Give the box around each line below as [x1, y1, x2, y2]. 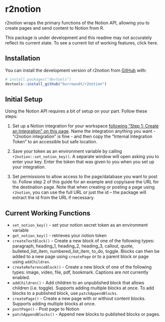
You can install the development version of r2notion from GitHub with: [5, 67, 147, 73]
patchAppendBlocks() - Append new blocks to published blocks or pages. [12, 311, 161, 317]
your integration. [12, 164, 46, 170]
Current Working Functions [5, 209, 91, 217]
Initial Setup [5, 95, 43, 103]
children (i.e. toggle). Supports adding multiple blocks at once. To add [12, 285, 154, 291]
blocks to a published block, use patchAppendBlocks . [12, 290, 118, 296]
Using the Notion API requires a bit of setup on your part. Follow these [5, 108, 148, 114]
